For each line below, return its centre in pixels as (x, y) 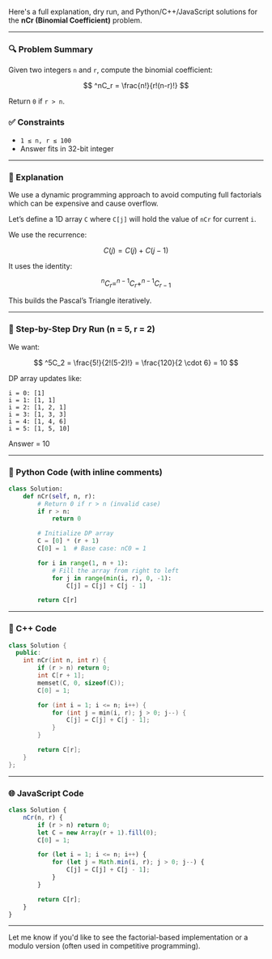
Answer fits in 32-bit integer (67, 148)
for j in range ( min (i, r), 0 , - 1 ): (112, 578)
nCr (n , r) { (43, 817)
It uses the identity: (40, 265)
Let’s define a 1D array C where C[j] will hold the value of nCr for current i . (132, 219)
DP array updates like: (45, 378)
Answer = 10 (29, 443)
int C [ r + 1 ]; (61, 676)
